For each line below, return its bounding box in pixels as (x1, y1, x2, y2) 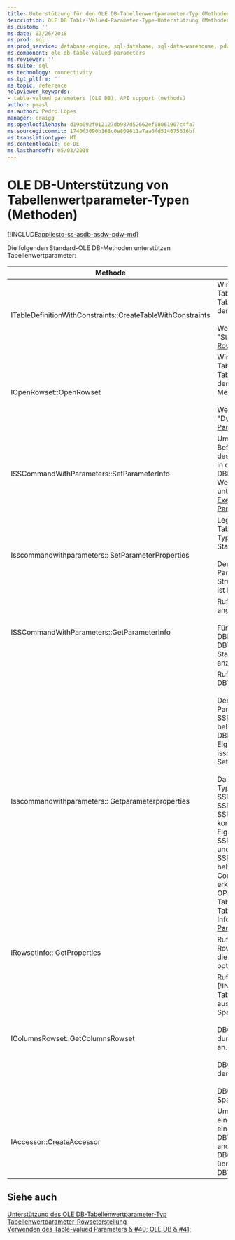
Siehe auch (7, 1192, 57, 1204)
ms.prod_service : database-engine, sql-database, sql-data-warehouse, (7, 43, 218, 50)
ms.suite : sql (7, 62, 49, 69)
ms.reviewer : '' (7, 56, 55, 63)
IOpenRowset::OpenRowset (10, 387, 101, 397)
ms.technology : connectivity (7, 69, 92, 76)
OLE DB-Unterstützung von (7, 177, 169, 193)
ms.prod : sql (7, 36, 45, 43)
